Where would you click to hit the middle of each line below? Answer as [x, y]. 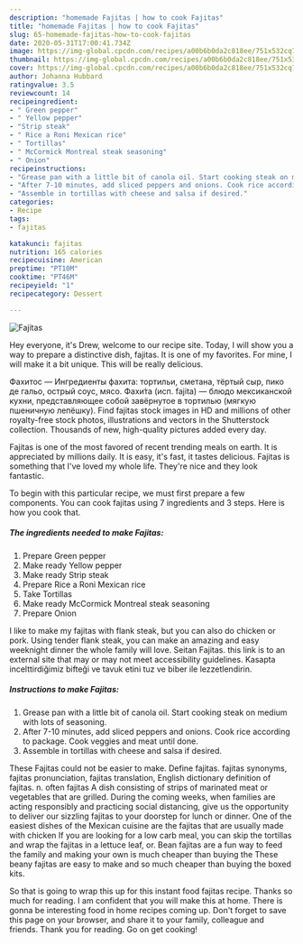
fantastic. [27, 475]
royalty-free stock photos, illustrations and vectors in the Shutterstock [139, 419]
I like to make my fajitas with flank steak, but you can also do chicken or [142, 630]
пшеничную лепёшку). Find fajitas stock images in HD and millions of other [150, 410]
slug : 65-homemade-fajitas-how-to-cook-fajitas [101, 34]
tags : [19, 219]
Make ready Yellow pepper [72, 565]
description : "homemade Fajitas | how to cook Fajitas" [116, 18]
